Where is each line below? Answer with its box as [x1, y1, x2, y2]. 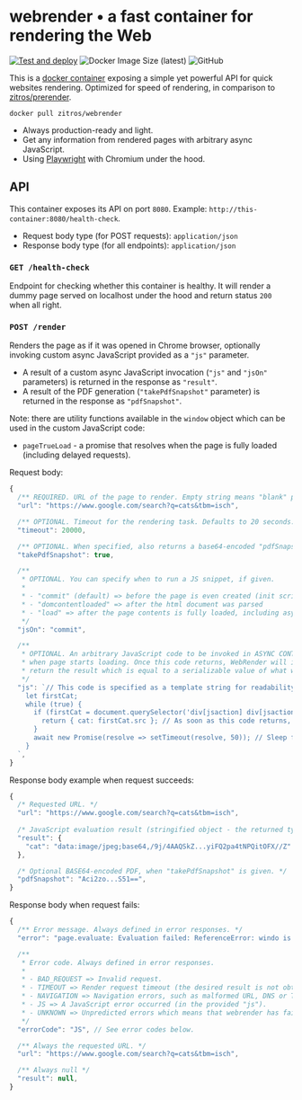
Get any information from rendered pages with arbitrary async [22, 134, 253, 145]
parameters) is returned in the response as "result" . [22, 377, 218, 387]
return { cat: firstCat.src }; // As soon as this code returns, [41, 716, 292, 725]
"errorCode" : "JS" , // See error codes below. [17, 1025, 195, 1034]
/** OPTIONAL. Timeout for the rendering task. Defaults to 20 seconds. [17, 517, 296, 527]
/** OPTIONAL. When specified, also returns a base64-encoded [17, 542, 255, 551]
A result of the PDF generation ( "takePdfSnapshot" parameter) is [22, 386, 261, 397]
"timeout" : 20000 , [17, 526, 87, 535]
